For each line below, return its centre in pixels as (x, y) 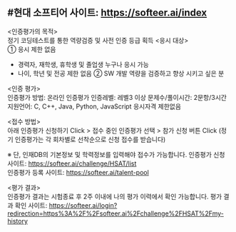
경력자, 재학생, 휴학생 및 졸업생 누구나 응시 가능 (83, 64)
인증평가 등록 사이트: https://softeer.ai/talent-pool (78, 172)
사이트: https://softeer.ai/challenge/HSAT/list (72, 163)
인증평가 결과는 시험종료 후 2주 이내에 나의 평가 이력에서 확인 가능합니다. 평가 (115, 196)
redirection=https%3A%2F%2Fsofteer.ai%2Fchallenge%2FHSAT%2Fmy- (116, 213)
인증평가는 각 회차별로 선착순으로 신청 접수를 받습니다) (90, 139)
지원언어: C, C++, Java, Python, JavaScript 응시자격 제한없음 (94, 106)
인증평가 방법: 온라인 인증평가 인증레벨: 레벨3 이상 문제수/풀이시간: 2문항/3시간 (117, 97)
